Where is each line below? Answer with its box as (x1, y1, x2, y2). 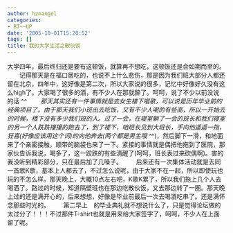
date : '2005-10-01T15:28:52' (7, 29, 91, 37)
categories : (7, 17, 41, 24)
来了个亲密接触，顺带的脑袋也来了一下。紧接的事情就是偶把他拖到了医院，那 (7, 140, 225, 148)
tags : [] (7, 36, 32, 43)
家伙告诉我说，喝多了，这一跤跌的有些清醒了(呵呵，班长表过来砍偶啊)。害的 (7, 149, 224, 157)
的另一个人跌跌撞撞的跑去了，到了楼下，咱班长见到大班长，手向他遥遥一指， (7, 123, 225, 131)
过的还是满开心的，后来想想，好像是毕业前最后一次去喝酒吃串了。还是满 (12, 192, 219, 200)
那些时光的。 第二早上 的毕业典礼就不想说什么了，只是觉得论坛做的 (12, 201, 221, 209)
